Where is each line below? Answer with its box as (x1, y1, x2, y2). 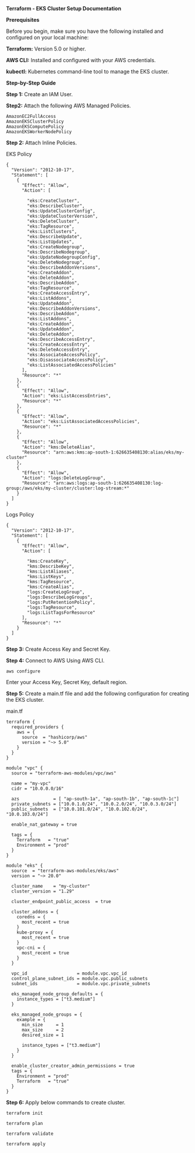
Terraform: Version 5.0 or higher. (6, 45, 86, 52)
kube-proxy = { (16, 929, 54, 935)
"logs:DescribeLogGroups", (27, 594, 93, 600)
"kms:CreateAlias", (27, 584, 75, 590)
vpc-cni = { (16, 945, 46, 951)
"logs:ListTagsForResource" (27, 610, 95, 616)
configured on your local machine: (6, 34, 89, 40)
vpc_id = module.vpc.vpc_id (11, 971, 127, 976)
